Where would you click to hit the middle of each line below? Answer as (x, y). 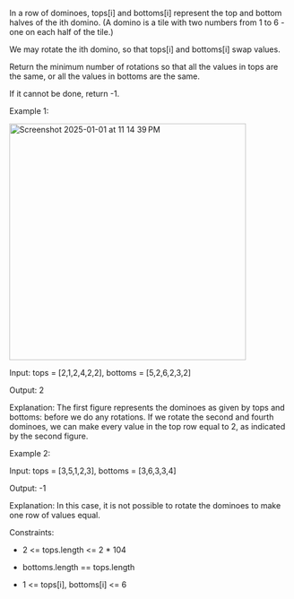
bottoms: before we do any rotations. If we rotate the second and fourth (142, 417)
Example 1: (29, 111)
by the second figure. (49, 436)
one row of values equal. (55, 515)
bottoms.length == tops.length (78, 567)
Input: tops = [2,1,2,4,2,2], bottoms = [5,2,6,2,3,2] (100, 373)
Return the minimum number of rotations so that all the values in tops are (144, 67)
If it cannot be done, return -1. (65, 94)
